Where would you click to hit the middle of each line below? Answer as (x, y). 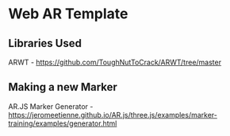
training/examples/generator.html (63, 123)
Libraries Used (45, 43)
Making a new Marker (63, 87)
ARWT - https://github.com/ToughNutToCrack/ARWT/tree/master (115, 62)
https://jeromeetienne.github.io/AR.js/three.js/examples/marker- (113, 115)
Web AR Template (68, 14)
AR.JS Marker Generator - (51, 106)
